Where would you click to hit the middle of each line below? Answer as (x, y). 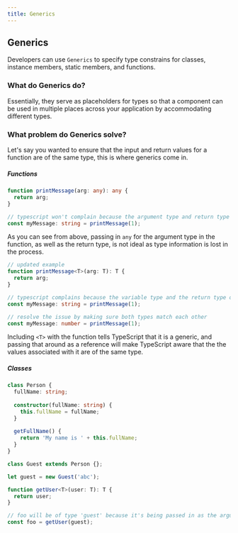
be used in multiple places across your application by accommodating (109, 108)
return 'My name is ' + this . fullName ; (79, 438)
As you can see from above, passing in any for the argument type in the (112, 237)
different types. (30, 116)
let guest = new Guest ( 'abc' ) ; (53, 477)
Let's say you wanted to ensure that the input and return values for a (107, 150)
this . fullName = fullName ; (60, 412)
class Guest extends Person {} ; (55, 464)
